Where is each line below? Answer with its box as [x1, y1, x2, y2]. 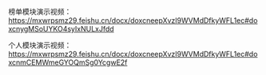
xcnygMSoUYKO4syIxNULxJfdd [8, 24, 114, 33]
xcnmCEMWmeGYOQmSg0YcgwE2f [8, 58, 128, 67]
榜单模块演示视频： [8, 7, 72, 16]
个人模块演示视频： [8, 40, 72, 50]
